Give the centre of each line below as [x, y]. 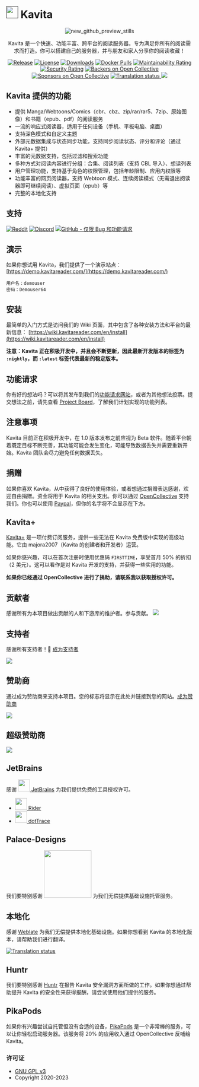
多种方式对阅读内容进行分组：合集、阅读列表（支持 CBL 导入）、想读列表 [103, 163]
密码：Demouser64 [26, 290]
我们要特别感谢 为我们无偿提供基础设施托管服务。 [91, 896]
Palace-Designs [36, 839]
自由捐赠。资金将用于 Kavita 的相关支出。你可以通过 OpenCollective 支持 [100, 496]
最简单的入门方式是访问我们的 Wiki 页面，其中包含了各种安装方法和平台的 [96, 325]
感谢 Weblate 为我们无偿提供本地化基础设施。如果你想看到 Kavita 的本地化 [97, 932]
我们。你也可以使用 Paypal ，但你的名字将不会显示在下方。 [78, 503]
